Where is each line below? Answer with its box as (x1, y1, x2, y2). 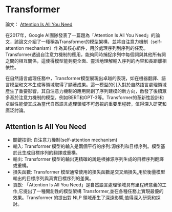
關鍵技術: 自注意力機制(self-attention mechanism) (12, 137, 118, 143)
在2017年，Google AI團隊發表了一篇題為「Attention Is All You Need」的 (5, 32, 156, 38)
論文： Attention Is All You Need (5, 21, 73, 27)
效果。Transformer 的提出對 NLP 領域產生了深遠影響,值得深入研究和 (12, 194, 156, 201)
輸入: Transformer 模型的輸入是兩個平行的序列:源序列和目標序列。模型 (12, 143, 161, 149)
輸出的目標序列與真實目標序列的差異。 (12, 175, 94, 181)
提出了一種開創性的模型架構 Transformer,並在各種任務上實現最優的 (23, 188, 164, 194)
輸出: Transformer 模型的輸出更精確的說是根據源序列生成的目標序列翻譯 (12, 156, 164, 162)
